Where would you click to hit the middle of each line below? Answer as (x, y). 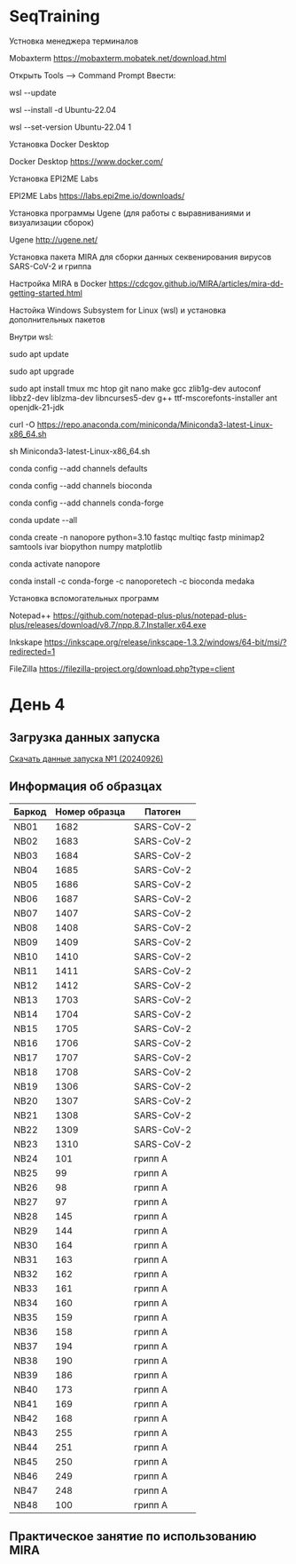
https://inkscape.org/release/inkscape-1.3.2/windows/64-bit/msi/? (165, 642)
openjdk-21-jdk (37, 407)
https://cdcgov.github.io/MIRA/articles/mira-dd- (196, 283)
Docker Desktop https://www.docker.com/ (86, 161)
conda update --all (43, 520)
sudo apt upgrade (42, 371)
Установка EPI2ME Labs (54, 179)
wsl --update (33, 92)
